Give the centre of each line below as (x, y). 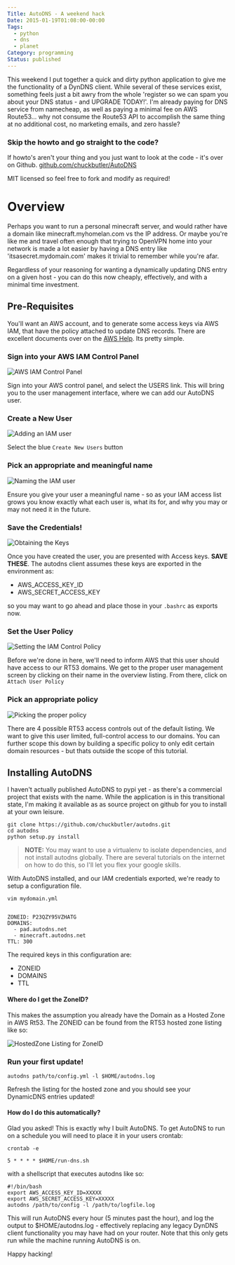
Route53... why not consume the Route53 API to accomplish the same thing (116, 116)
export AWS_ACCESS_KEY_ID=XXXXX (54, 1193)
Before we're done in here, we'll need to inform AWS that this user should (113, 661)
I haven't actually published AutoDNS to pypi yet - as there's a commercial (115, 790)
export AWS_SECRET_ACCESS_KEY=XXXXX (61, 1199)
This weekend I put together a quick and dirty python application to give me (117, 79)
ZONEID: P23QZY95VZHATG (42, 917)
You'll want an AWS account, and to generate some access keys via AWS (113, 323)
